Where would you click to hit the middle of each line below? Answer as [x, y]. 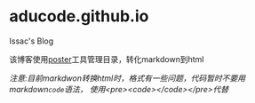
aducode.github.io [79, 16]
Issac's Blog [32, 41]
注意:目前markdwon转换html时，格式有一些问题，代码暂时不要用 [127, 78]
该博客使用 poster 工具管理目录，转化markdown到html [107, 59]
